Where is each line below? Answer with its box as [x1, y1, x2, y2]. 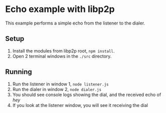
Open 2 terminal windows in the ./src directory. [12, 53, 112, 59]
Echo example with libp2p [5, 3, 115, 15]
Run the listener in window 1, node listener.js [12, 81, 109, 87]
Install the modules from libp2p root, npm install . [12, 47, 115, 53]
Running [5, 67, 33, 76]
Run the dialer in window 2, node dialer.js [12, 86, 102, 92]
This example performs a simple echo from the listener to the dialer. [5, 20, 145, 26]
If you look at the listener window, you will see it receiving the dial [12, 102, 148, 108]
